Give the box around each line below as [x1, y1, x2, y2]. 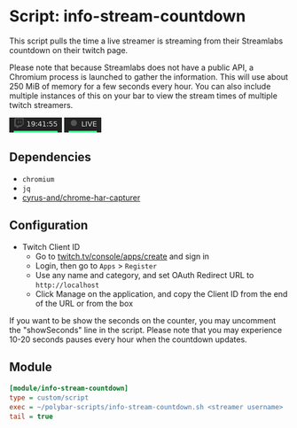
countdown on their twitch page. [9, 44, 129, 55]
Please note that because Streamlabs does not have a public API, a [9, 62, 254, 73]
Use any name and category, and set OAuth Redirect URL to [35, 269, 254, 280]
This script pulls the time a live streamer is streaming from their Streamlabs [9, 35, 284, 46]
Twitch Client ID [21, 241, 81, 252]
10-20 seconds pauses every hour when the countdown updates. [9, 334, 247, 345]
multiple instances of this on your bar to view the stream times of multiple [9, 90, 277, 101]
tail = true [9, 412, 53, 421]
